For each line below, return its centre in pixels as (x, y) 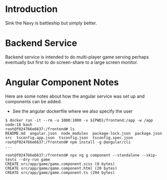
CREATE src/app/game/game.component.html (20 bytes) (61, 168)
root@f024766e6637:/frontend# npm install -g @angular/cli (68, 142)
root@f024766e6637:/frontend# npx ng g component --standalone (72, 155)
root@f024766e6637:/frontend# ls (40, 129)
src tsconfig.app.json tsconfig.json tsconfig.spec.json (69, 138)
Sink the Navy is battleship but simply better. (51, 23)
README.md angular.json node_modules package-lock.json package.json (84, 133)
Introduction (31, 9)
